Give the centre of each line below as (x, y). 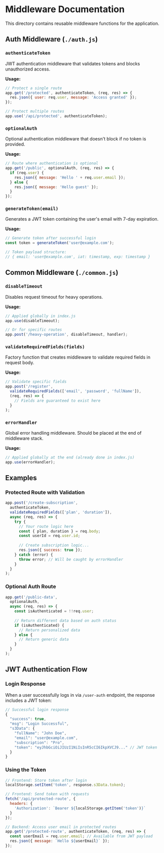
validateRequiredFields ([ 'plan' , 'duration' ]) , (61, 512)
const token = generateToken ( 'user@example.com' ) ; (60, 243)
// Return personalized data (49, 630)
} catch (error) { (34, 555)
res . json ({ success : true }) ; (50, 550)
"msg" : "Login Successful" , (39, 724)
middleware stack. (25, 438)
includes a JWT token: (29, 700)
